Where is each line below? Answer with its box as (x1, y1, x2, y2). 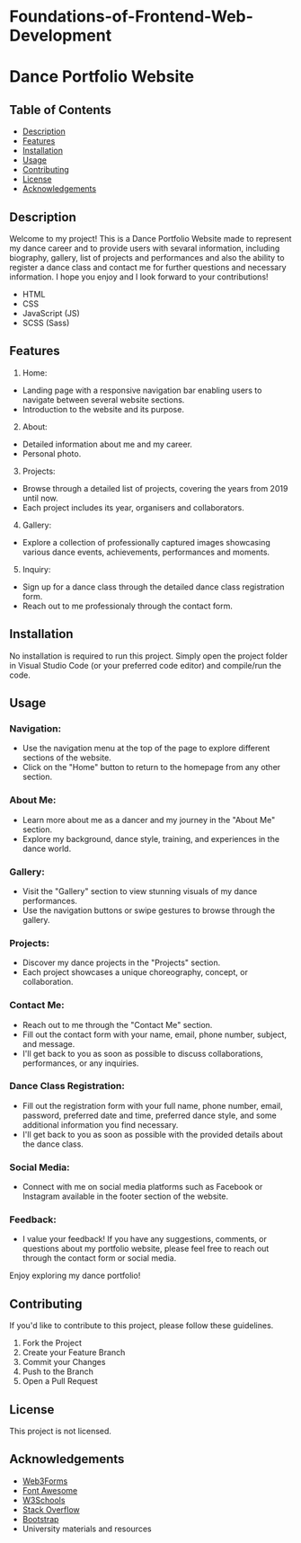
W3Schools (22, 1494, 66, 1505)
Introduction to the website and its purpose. (22, 403, 184, 414)
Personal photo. (22, 448, 82, 459)
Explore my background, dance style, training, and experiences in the (22, 833, 280, 844)
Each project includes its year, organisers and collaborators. (22, 501, 245, 513)
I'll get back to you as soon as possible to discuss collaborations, (22, 1048, 263, 1059)
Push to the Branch (22, 1366, 94, 1377)
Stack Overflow (22, 1503, 81, 1515)
